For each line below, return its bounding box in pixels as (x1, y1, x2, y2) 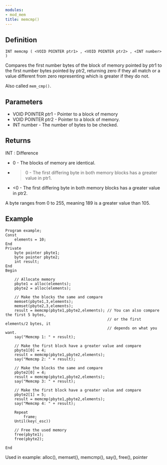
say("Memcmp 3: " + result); (14, 378, 76, 384)
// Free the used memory (14, 428, 67, 433)
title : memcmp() (5, 17, 39, 22)
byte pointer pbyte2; (14, 254, 60, 260)
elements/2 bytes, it (5, 321, 51, 326)
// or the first (107, 317, 142, 322)
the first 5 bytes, (5, 312, 47, 317)
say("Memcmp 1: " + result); (14, 334, 76, 339)
